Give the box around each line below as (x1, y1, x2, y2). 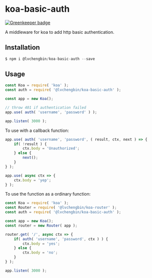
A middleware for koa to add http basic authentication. (5, 29, 115, 35)
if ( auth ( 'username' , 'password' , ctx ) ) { (14, 236, 109, 241)
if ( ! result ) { (14, 141, 47, 147)
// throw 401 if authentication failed (5, 105, 87, 110)
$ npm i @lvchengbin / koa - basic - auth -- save (5, 56, 95, 61)
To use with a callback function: (5, 127, 69, 133)
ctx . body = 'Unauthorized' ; (22, 146, 80, 151)
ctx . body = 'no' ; (22, 250, 58, 255)
